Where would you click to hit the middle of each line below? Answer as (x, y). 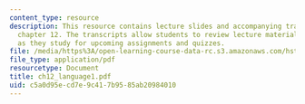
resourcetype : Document (54, 69)
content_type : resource (54, 18)
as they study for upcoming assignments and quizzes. (121, 43)
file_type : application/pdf (63, 60)
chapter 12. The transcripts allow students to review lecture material (158, 34)
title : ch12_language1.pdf (60, 77)
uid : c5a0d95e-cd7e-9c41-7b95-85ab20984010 (93, 85)
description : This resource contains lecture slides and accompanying (146, 26)
